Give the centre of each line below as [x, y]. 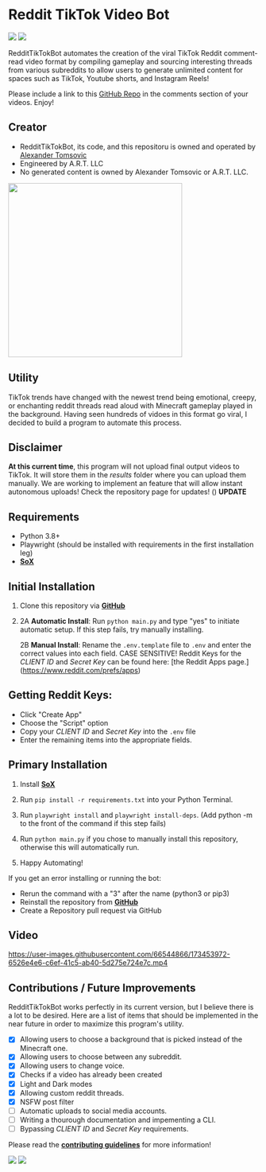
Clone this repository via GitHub [72, 605]
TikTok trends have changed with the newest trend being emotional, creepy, [132, 397]
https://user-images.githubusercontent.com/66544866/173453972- [119, 954]
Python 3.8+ [40, 536]
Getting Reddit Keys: [60, 695]
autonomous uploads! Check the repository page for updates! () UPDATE [127, 492]
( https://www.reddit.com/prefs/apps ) [80, 670]
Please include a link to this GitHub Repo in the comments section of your [128, 94]
